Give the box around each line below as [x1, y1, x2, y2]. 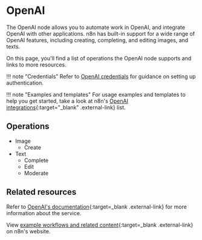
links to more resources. [6, 61, 67, 68]
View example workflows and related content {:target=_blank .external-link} [6, 221, 194, 229]
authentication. [6, 79, 44, 86]
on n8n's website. [6, 227, 51, 235]
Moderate [24, 169, 49, 177]
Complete [24, 157, 49, 164]
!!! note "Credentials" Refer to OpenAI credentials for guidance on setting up [6, 73, 196, 80]
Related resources [6, 187, 77, 197]
